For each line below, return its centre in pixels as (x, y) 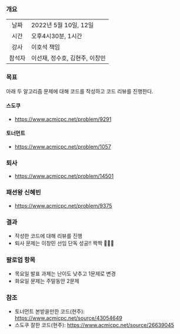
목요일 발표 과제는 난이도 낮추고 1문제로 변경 (65, 274)
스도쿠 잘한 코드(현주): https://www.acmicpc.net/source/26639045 (94, 325)
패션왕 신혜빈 (24, 193)
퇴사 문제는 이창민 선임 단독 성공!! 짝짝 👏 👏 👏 (64, 243)
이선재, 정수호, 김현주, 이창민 (69, 58)
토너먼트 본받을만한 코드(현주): (50, 312)
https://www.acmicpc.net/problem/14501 (64, 176)
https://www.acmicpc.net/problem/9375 (63, 205)
